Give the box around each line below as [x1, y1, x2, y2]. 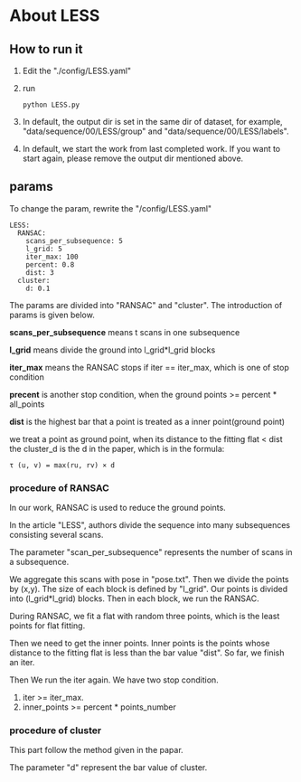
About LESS [9, 5, 100, 26]
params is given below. [9, 309, 95, 320]
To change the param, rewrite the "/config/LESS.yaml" [9, 203, 212, 213]
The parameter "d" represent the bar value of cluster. [9, 762, 208, 773]
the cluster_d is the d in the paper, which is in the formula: [9, 443, 225, 454]
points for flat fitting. [9, 620, 86, 631]
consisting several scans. [9, 530, 104, 541]
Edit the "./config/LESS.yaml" [22, 65, 132, 76]
